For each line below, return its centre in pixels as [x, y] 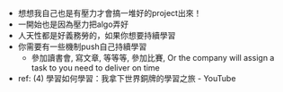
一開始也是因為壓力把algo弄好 [73, 24]
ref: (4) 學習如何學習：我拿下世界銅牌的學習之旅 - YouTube [127, 78]
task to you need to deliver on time [95, 68]
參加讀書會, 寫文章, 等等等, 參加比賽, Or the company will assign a [153, 58]
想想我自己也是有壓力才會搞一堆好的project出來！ [110, 13]
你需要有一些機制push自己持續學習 [82, 46]
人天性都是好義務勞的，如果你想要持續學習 [97, 35]
